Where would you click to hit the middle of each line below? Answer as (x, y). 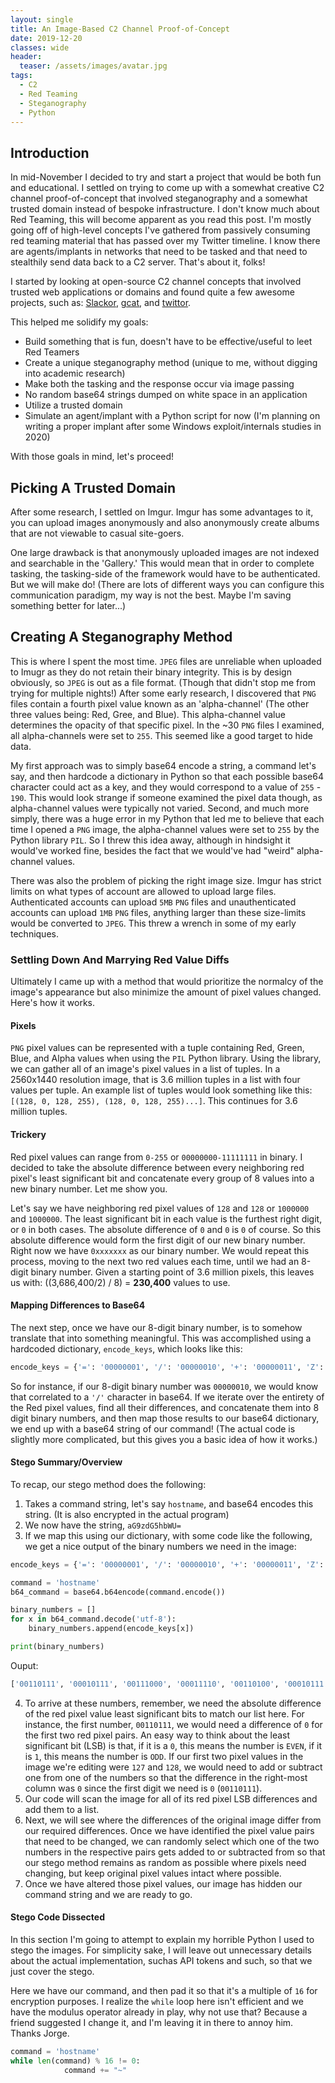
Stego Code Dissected (57, 1917)
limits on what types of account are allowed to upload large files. (143, 891)
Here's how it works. (53, 1003)
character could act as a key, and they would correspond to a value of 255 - (166, 787)
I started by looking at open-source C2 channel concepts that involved (156, 282)
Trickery (28, 1134)
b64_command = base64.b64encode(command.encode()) (118, 1592)
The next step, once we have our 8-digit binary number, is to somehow (156, 1327)
